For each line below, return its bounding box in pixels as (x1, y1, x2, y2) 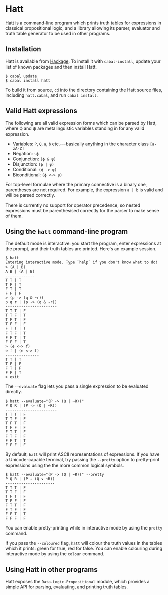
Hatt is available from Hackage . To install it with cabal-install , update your (5, 58, 161, 64)
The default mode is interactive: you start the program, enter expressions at (5, 240, 161, 247)
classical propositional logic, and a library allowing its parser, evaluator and (5, 25, 160, 31)
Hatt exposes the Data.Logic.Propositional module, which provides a (5, 579, 150, 585)
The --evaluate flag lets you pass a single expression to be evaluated (5, 383, 149, 389)
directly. (5, 389, 22, 395)
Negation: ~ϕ (12, 150, 39, 156)
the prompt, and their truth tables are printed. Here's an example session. (5, 246, 157, 252)
